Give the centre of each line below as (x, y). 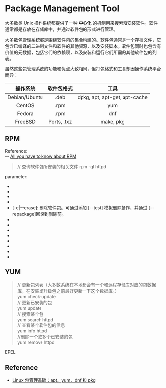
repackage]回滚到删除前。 (39, 214)
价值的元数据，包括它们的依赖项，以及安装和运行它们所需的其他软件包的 (79, 52)
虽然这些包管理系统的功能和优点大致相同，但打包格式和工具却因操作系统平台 (83, 69)
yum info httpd (32, 331)
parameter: (17, 176)
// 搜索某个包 (30, 314)
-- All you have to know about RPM (41, 156)
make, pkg (113, 121)
